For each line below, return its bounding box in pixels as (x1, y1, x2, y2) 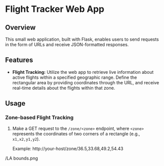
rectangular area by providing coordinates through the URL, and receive (12, 79, 160, 85)
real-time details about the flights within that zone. (12, 85, 115, 91)
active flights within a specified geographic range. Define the (12, 74, 137, 80)
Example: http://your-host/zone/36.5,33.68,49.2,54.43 (12, 145, 124, 152)
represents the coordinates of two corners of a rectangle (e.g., (12, 130, 140, 137)
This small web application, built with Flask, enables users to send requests (5, 36, 159, 42)
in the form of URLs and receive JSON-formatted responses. (5, 42, 129, 48)
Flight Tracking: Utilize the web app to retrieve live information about (12, 69, 154, 75)
